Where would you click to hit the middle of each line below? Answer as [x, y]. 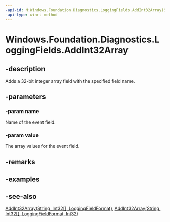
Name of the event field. [30, 122]
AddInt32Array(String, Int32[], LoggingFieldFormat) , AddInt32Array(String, [83, 209]
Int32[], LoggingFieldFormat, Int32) [42, 214]
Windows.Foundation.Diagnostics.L [82, 40]
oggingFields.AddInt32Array [67, 50]
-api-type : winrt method [31, 15]
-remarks [20, 162]
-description [25, 69]
